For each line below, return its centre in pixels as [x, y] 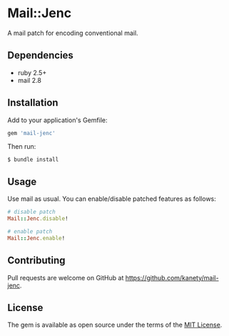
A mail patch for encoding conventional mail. [73, 33]
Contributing [36, 261]
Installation [33, 103]
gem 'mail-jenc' [31, 133]
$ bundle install [33, 160]
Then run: [22, 147]
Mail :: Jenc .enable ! [36, 238]
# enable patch [30, 232]
